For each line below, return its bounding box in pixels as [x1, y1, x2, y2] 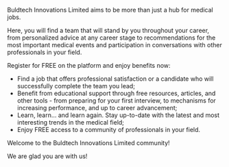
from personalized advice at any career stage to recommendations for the [7, 34, 216, 42]
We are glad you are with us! [7, 152, 88, 160]
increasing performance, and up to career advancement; [16, 104, 178, 112]
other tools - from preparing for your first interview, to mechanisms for [16, 97, 216, 105]
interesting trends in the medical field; [16, 118, 125, 126]
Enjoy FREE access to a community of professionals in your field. [16, 126, 201, 133]
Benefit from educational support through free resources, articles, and [16, 89, 216, 97]
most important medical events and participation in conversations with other [7, 41, 223, 49]
